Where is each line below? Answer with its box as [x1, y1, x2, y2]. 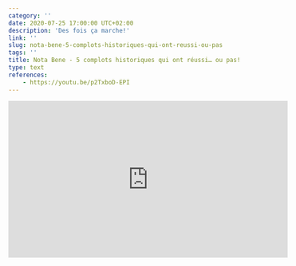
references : [8, 71, 48, 79]
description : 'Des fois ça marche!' [8, 26, 130, 34]
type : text [8, 64, 45, 72]
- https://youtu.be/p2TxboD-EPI [22, 78, 130, 86]
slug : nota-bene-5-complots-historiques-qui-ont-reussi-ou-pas [8, 41, 223, 49]
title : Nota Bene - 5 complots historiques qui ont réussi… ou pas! [8, 57, 241, 65]
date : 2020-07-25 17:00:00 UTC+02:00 [8, 19, 134, 27]
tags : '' [8, 49, 37, 57]
